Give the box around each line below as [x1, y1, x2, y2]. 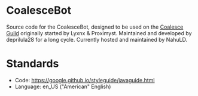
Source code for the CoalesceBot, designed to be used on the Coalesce [6, 23, 184, 30]
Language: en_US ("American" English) [14, 83, 111, 90]
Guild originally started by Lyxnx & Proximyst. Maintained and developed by [6, 29, 192, 36]
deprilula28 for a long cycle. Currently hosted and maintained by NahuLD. [6, 36, 188, 43]
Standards [6, 57, 59, 70]
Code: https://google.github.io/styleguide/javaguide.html [14, 76, 155, 83]
